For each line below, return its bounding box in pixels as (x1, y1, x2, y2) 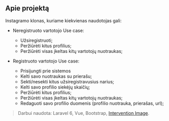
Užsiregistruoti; (20, 37, 53, 43)
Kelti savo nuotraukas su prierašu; (20, 73, 92, 79)
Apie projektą (5, 4, 50, 13)
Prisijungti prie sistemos (20, 68, 71, 74)
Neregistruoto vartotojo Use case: (12, 27, 84, 34)
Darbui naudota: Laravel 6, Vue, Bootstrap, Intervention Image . (17, 110, 150, 116)
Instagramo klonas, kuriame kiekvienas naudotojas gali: (5, 17, 122, 23)
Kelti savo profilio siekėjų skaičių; (20, 84, 90, 90)
